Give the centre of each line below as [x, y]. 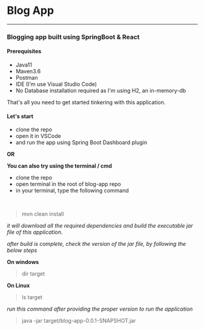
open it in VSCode [38, 136]
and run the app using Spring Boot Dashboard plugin [81, 142]
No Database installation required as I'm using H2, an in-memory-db [101, 91]
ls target [32, 297]
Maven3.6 [28, 71]
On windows [23, 262]
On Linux [18, 286]
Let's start [20, 116]
